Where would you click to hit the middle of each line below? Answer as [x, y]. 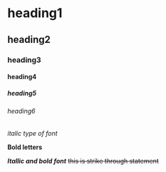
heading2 [29, 40]
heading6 [21, 111]
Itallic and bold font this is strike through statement [83, 161]
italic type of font [33, 133]
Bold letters [25, 147]
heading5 [22, 93]
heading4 [22, 77]
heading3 [24, 60]
